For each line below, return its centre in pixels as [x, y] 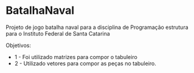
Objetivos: [19, 45]
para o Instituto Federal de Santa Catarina [58, 33]
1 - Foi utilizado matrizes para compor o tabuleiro [76, 57]
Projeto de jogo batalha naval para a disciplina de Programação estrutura [97, 27]
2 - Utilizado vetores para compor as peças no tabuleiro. [85, 63]
